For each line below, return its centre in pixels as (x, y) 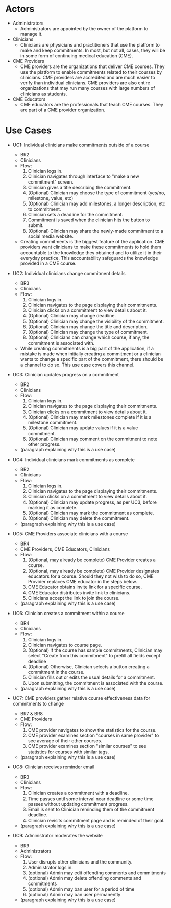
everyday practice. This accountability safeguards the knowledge (89, 258)
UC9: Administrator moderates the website (58, 835)
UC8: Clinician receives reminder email (54, 767)
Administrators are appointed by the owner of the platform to (84, 28)
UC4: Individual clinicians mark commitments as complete (74, 459)
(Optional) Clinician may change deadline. (72, 315)
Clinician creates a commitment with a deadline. (78, 793)
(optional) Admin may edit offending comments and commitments (97, 873)
